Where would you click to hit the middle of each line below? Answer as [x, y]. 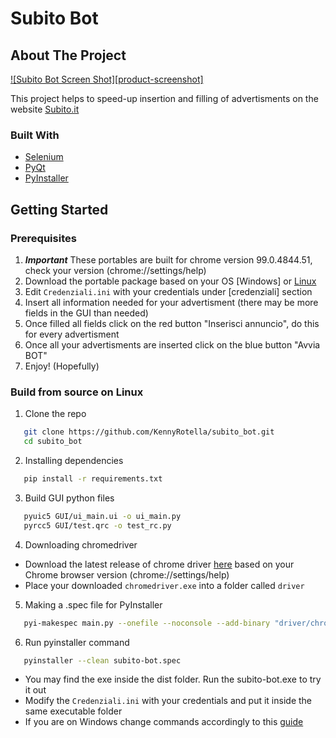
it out [35, 690]
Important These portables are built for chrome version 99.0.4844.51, [168, 259]
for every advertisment [72, 334]
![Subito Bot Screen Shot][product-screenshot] [107, 79]
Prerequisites [43, 238]
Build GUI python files [69, 498]
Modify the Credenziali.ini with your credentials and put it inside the [168, 701]
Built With [35, 135]
